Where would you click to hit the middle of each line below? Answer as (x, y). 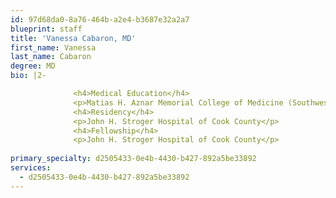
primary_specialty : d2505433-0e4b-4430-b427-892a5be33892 (133, 159)
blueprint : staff (46, 29)
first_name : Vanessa (53, 47)
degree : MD (33, 66)
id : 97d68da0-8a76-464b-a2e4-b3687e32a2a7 (100, 19)
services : (31, 168)
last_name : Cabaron (51, 57)
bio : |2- (28, 76)
